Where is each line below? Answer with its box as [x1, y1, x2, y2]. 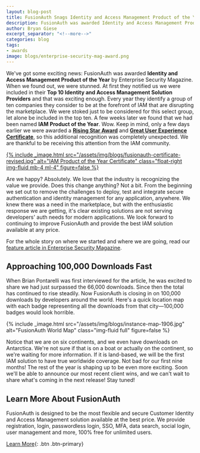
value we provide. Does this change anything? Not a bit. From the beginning [6, 182, 192, 189]
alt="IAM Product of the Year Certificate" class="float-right [37, 157, 183, 164]
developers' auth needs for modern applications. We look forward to [6, 213, 174, 221]
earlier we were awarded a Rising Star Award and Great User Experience [6, 127, 187, 134]
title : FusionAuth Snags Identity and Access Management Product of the [6, 14, 190, 20]
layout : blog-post [6, 8, 52, 15]
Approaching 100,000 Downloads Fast [6, 261, 152, 272]
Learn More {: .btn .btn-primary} [6, 440, 85, 448]
